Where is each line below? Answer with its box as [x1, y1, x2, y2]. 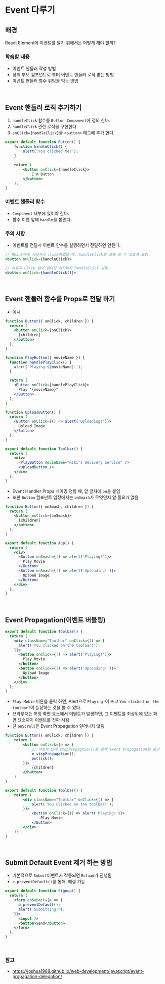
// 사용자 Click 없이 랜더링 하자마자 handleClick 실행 [5, 266, 108, 271]
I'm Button [31, 172, 54, 177]
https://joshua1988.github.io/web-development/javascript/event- [12, 968, 144, 974]
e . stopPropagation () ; [31, 751, 77, 757]
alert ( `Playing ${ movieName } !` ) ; [14, 364, 83, 369]
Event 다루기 [5, 4, 55, 16]
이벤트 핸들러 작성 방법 [12, 65, 56, 72]
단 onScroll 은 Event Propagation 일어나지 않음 [12, 723, 105, 729]
